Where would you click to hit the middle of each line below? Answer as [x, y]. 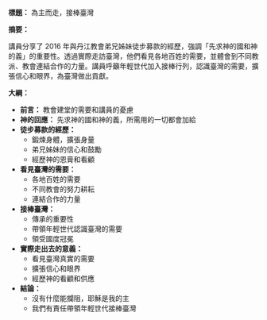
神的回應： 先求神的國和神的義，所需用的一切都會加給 [108, 120]
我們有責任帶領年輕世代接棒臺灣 [84, 308]
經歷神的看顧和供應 [63, 278]
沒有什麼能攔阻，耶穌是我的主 [80, 298]
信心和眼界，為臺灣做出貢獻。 [64, 76]
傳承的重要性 [52, 219]
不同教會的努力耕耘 [63, 189]
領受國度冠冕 [52, 239]
